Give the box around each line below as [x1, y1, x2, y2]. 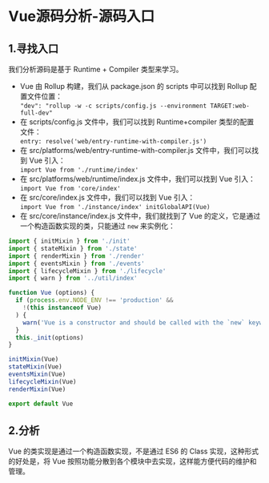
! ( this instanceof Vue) [22, 304, 102, 312]
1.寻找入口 [8, 42, 59, 55]
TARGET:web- [210, 102, 250, 110]
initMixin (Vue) [8, 356, 59, 364]
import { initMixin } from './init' [8, 237, 130, 245]
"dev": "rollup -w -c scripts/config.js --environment [19, 102, 207, 110]
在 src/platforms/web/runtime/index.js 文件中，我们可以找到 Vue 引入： [19, 174, 256, 183]
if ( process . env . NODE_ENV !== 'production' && [15, 296, 174, 304]
